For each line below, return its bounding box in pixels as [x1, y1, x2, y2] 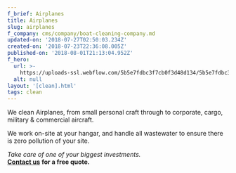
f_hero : [7, 56, 30, 63]
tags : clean [7, 89, 42, 96]
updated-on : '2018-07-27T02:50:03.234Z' [7, 37, 128, 44]
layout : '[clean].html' [7, 82, 77, 89]
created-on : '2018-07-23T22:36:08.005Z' [7, 43, 128, 50]
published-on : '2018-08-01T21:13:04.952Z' [7, 50, 133, 57]
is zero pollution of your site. [7, 136, 90, 145]
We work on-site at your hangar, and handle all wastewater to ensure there [7, 129, 223, 138]
